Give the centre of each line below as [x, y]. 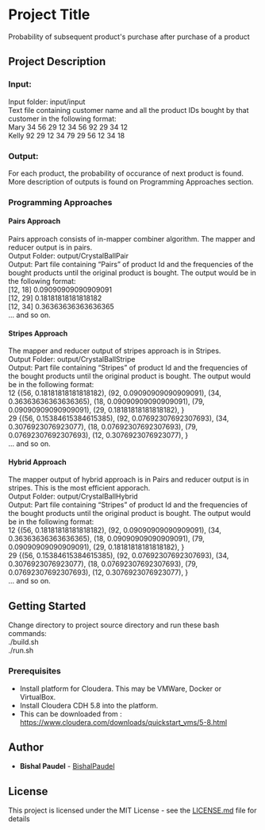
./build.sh [23, 642]
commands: [28, 634]
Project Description [57, 62]
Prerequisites [35, 671]
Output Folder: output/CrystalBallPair [69, 256]
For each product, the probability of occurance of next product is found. [126, 173]
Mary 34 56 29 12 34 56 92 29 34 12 [68, 127]
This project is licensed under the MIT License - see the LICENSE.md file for [132, 811]
